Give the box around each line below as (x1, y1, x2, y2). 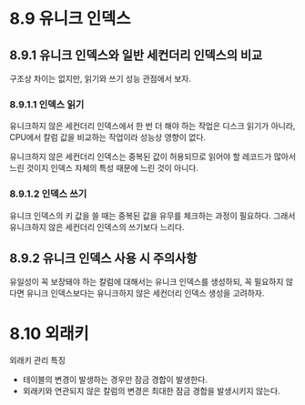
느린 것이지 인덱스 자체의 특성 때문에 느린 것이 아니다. (9, 163, 198, 174)
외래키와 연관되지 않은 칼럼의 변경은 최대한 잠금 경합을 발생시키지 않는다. (22, 386, 280, 397)
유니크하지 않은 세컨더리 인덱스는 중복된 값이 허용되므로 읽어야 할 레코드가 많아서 (9, 151, 297, 162)
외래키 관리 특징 (9, 355, 66, 366)
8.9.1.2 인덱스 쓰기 (9, 187, 87, 200)
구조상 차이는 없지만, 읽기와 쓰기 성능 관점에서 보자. (9, 74, 191, 84)
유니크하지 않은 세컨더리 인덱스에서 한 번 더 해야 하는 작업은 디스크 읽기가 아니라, (9, 120, 296, 132)
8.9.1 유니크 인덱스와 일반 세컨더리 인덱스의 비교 (9, 47, 263, 63)
